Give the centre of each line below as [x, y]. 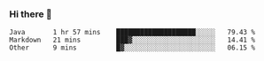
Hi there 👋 [31, 14]
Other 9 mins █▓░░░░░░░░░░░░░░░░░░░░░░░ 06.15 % [132, 48]
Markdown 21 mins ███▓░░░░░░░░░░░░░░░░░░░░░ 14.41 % [132, 40]
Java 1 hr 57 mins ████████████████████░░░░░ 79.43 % [132, 33]
